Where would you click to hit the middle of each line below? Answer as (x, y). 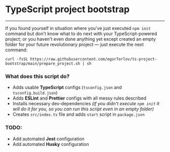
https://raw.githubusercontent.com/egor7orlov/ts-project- (94, 59)
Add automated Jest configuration (49, 139)
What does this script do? (37, 76)
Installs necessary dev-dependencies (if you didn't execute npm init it (86, 104)
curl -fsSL (17, 59)
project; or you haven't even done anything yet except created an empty (80, 39)
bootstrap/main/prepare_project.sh (43, 64)
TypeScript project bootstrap (68, 9)
